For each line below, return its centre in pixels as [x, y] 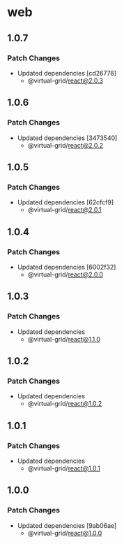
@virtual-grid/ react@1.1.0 [64, 339]
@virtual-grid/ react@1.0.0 [65, 533]
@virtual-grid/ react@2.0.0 [65, 274]
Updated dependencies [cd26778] [67, 73]
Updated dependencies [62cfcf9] [65, 202]
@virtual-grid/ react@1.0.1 [64, 468]
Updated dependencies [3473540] [67, 138]
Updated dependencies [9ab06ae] [67, 525]
